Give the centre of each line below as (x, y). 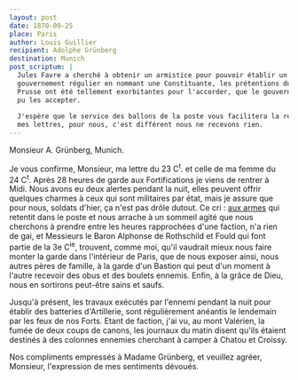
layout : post (33, 17)
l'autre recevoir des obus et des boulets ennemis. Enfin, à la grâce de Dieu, (146, 275)
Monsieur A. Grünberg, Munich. (67, 150)
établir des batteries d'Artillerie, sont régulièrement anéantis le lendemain (143, 311)
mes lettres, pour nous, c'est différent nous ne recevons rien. (141, 125)
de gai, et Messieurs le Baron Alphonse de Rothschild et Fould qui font (137, 236)
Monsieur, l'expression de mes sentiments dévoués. (104, 366)
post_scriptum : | (41, 67)
